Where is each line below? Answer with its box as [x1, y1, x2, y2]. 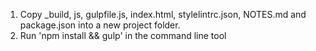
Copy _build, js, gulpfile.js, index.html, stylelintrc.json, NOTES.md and [19, 9, 307, 20]
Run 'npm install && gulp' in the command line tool [19, 30, 227, 41]
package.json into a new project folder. [19, 19, 181, 31]
